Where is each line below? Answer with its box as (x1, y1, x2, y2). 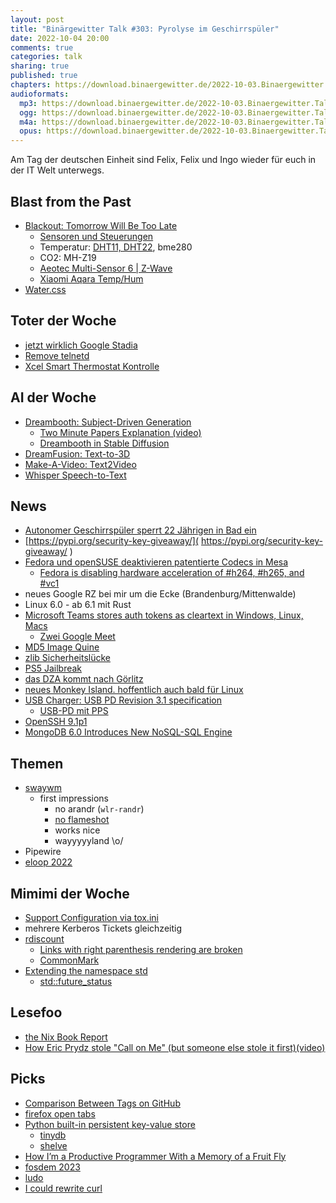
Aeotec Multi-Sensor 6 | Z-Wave (39, 262, 173, 274)
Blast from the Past (10, 193, 132, 210)
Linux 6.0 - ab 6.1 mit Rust (24, 599, 132, 611)
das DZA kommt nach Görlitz (24, 673, 144, 685)
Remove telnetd (24, 349, 90, 361)
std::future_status (39, 976, 113, 987)
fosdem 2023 (24, 1161, 81, 1173)
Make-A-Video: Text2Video (24, 458, 137, 470)
